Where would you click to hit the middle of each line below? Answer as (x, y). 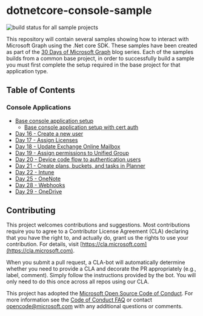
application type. (27, 71)
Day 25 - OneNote (38, 179)
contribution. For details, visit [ (44, 244)
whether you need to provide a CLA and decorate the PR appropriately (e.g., (101, 269)
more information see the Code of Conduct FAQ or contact (79, 300)
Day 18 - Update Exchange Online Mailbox (68, 146)
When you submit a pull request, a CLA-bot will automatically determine (96, 262)
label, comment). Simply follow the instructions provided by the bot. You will (101, 275)
